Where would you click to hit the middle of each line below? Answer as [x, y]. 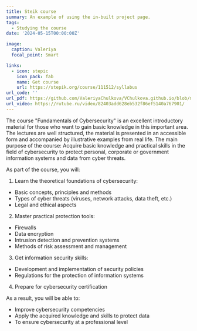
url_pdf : [17, 98]
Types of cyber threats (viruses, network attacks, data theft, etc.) [93, 198]
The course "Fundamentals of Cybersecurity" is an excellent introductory [95, 121]
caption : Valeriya [34, 50]
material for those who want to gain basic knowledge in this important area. [97, 126]
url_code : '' [22, 93]
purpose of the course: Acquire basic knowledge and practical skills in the [96, 145]
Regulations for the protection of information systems [79, 275]
